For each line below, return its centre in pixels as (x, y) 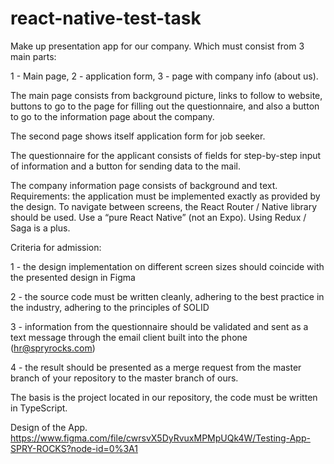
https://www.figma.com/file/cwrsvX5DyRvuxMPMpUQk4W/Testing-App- (160, 438)
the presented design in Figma (73, 277)
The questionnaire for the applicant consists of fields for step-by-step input (166, 155)
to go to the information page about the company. (112, 116)
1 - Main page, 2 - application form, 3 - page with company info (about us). (164, 76)
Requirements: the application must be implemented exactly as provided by (165, 196)
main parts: (33, 56)
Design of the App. (49, 427)
